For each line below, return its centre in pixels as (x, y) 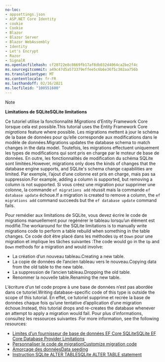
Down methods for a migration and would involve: (54, 247)
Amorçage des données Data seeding (50, 349)
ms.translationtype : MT (30, 74)
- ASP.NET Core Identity (31, 19)
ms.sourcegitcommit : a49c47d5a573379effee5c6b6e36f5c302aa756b (72, 70)
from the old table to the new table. (48, 267)
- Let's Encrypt (22, 51)
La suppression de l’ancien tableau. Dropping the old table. (71, 272)
